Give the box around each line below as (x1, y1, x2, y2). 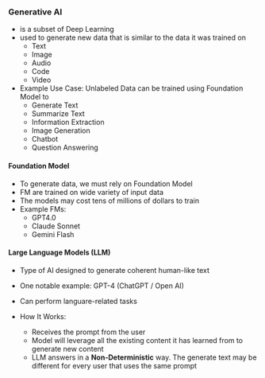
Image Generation (31, 126, 90, 135)
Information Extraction (31, 118, 105, 127)
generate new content (31, 344, 105, 353)
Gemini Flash (31, 229, 75, 239)
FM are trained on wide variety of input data (19, 187, 164, 197)
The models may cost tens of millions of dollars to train (19, 196, 200, 205)
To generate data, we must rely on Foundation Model (19, 178, 193, 189)
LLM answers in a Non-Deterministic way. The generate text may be (31, 353, 257, 362)
